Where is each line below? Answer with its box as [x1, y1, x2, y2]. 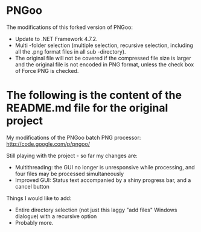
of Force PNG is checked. [14, 67, 79, 74]
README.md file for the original [6, 101, 168, 115]
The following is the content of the [6, 89, 182, 102]
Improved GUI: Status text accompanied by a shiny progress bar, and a [14, 176, 191, 184]
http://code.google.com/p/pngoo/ [6, 140, 91, 148]
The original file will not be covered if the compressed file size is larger [14, 54, 191, 61]
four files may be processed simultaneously [14, 170, 124, 177]
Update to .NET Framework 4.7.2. [14, 35, 98, 42]
